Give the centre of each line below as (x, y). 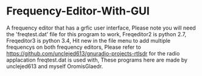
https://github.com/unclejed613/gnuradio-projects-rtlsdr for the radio (93, 53)
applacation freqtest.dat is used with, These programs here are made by (97, 60)
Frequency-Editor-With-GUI (78, 11)
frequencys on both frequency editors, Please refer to (74, 47)
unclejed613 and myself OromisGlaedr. (55, 66)
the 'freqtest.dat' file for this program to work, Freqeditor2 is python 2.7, (96, 34)
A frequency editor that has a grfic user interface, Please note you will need (101, 28)
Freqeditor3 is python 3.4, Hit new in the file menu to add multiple (89, 40)
